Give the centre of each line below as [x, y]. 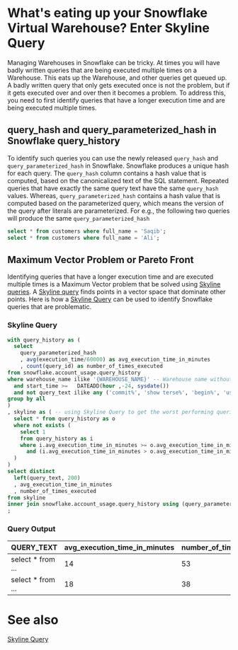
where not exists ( [42, 425]
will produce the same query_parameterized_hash [79, 218]
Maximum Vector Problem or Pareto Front [101, 260]
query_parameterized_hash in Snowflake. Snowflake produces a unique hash [118, 166]
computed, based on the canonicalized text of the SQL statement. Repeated [118, 180]
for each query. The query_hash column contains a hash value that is [107, 173]
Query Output [32, 529]
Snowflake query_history [64, 141]
